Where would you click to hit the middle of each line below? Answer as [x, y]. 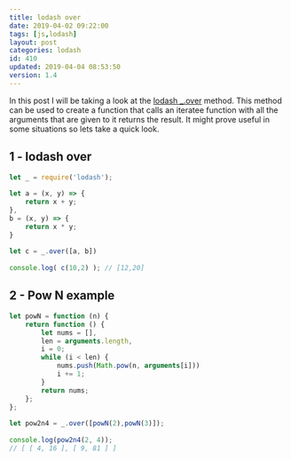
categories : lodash [45, 51]
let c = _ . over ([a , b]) [53, 251]
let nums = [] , [69, 333]
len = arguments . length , [87, 341]
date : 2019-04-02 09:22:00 [59, 26]
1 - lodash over [51, 157]
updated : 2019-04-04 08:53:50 [65, 68]
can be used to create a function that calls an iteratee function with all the [144, 110]
